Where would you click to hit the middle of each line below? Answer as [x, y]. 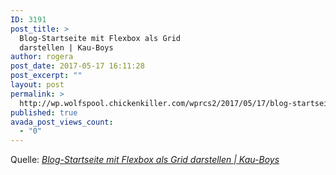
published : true [44, 112]
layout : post [37, 85]
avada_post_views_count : [62, 122]
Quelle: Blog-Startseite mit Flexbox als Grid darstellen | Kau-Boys [145, 160]
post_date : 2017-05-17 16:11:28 [77, 66]
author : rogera [42, 57]
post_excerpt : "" [46, 76]
